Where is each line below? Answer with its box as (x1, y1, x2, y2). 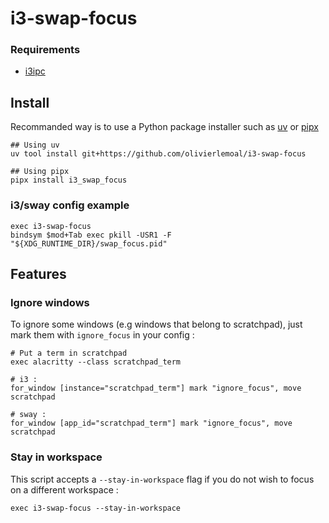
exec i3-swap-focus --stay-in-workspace (10, 503, 182, 513)
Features (10, 265, 67, 282)
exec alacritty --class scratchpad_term (10, 357, 182, 367)
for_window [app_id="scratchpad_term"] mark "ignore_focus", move (10, 418, 293, 429)
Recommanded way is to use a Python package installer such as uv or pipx (10, 121, 319, 133)
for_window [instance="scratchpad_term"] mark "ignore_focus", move (10, 383, 302, 394)
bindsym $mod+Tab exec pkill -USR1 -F (10, 230, 172, 240)
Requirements (10, 43, 81, 57)
